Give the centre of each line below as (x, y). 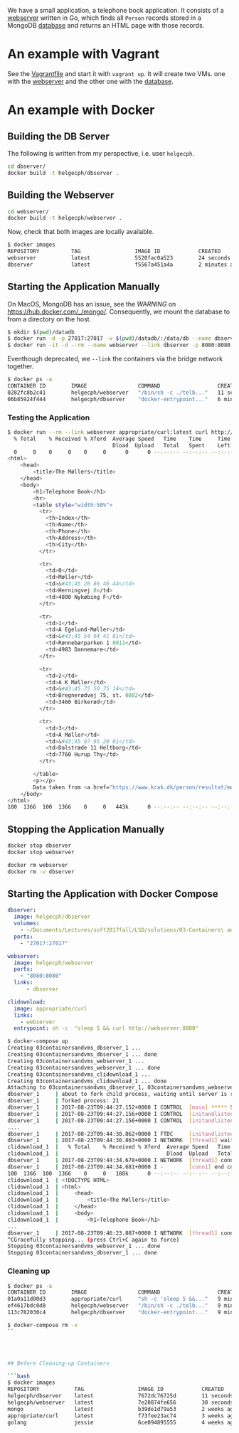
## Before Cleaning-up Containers (59, 1363)
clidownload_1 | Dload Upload (108, 1154)
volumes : (27, 924)
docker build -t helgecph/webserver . (65, 218)
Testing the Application (49, 417)
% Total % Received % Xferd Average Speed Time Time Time (122, 439)
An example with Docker (81, 110)
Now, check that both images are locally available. (81, 232)
